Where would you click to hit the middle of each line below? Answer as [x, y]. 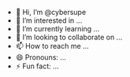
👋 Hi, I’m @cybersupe [51, 12]
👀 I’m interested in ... [49, 20]
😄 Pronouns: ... [41, 57]
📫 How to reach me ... [52, 46]
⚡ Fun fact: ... [37, 66]
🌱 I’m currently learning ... [58, 29]
